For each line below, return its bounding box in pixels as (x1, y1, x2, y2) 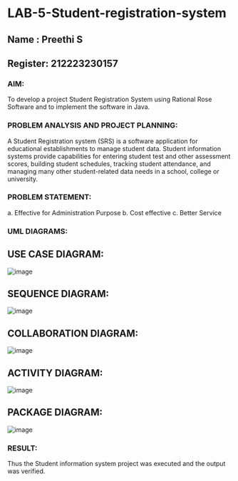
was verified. (7, 467, 46, 475)
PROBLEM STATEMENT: (7, 192, 92, 202)
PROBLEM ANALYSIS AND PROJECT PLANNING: (7, 120, 178, 130)
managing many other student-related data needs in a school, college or (7, 167, 219, 175)
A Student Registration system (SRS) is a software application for (7, 137, 198, 145)
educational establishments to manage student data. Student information (7, 144, 222, 152)
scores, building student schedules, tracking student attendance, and (7, 159, 212, 168)
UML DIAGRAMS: (7, 226, 68, 236)
